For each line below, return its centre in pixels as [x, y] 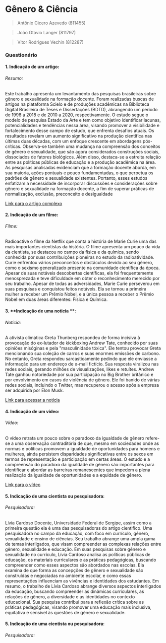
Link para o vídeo [23, 485]
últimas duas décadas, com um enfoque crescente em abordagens [74, 141]
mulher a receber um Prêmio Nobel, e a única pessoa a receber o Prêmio [80, 294]
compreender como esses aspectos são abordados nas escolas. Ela [75, 565]
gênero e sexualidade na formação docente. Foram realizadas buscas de [80, 99]
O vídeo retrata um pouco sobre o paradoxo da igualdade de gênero [75, 438]
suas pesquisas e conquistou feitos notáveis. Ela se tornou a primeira [76, 289]
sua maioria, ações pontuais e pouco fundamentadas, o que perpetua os [79, 173]
